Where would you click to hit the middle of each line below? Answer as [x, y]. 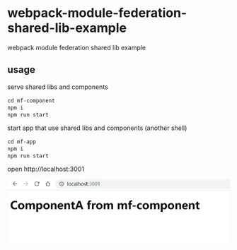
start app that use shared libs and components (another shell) [97, 128]
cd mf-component [31, 100]
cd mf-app [22, 142]
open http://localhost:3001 [46, 169]
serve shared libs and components [58, 87]
